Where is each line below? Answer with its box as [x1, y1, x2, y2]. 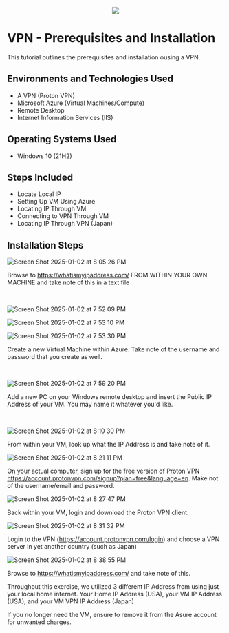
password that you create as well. [7, 353, 103, 361]
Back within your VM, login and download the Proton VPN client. [7, 508, 189, 517]
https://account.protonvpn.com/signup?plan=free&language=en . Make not [7, 474, 219, 483]
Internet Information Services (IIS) [17, 113, 113, 121]
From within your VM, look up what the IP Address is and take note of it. [7, 440, 210, 449]
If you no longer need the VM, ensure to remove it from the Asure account [7, 611, 217, 619]
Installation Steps [7, 239, 84, 251]
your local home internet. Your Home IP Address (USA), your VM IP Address [7, 590, 222, 598]
